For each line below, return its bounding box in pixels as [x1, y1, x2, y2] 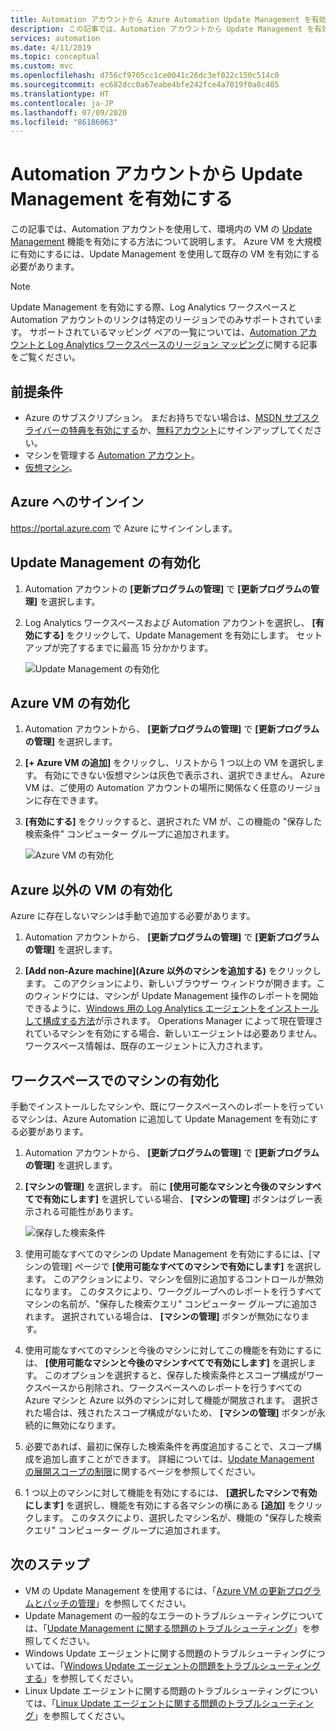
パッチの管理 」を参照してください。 [42, 1597, 192, 1609]
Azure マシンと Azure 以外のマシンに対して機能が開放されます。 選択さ [24, 1394, 320, 1406]
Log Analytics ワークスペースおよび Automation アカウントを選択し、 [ [24, 616, 316, 628]
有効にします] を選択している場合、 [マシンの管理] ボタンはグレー [42, 1193, 315, 1205]
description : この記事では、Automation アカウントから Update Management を [10, 24, 315, 34]
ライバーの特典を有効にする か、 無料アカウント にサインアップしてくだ [24, 424, 314, 436]
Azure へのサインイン [10, 494, 145, 511]
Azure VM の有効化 [10, 695, 130, 712]
